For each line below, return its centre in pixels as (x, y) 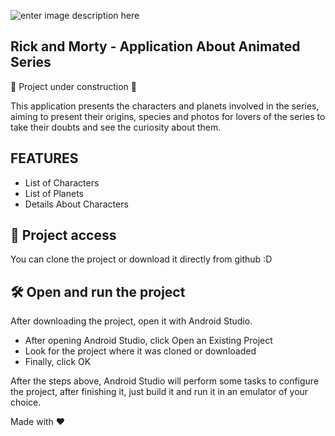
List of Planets (54, 193)
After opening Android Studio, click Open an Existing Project (148, 341)
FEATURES (44, 158)
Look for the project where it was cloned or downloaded (140, 351)
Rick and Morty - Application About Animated (155, 46)
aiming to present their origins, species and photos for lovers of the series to (168, 116)
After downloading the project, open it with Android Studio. (131, 321)
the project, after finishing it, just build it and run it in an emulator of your (159, 392)
